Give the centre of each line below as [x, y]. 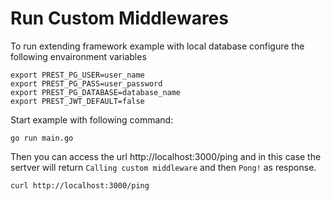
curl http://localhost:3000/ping [80, 185]
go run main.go [42, 138]
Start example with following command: [92, 119]
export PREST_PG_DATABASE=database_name [96, 92]
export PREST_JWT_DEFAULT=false [77, 101]
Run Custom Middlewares [119, 18]
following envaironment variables [78, 56]
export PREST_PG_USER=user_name [77, 75]
